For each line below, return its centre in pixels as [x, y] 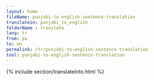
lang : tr [17, 33]
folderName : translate [35, 28]
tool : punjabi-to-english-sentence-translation [66, 55]
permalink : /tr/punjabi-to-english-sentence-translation [77, 50]
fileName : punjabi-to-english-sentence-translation [71, 17]
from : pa [17, 39]
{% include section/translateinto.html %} [55, 71]
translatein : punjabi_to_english [47, 22]
